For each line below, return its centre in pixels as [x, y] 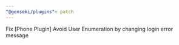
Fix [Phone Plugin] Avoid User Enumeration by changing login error [89, 29]
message [17, 35]
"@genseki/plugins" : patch [40, 12]
